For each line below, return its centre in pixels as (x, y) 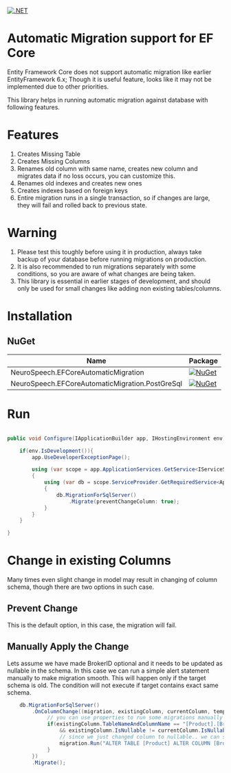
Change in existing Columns (89, 561)
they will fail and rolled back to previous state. (82, 205)
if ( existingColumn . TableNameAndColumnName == (113, 724)
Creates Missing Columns (54, 161)
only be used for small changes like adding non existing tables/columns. (119, 288)
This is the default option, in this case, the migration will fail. (92, 625)
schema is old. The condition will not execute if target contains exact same (113, 685)
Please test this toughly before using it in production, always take (109, 251)
